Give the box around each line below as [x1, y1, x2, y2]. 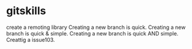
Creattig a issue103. [6, 36, 55, 43]
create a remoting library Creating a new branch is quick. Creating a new [6, 24, 186, 31]
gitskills [6, 4, 46, 18]
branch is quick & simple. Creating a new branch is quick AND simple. [6, 30, 179, 37]
